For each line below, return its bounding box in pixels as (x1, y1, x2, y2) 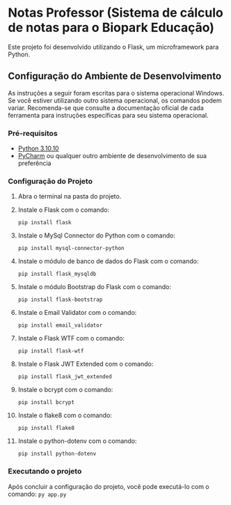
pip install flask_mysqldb (17, 270, 97, 278)
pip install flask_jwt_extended (17, 373, 112, 380)
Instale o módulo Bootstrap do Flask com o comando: (17, 283, 171, 291)
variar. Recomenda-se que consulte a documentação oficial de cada (8, 103, 204, 112)
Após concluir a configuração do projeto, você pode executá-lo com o (8, 482, 209, 490)
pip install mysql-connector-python (17, 245, 125, 252)
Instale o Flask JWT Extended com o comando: (17, 360, 154, 368)
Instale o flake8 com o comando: (17, 411, 112, 419)
